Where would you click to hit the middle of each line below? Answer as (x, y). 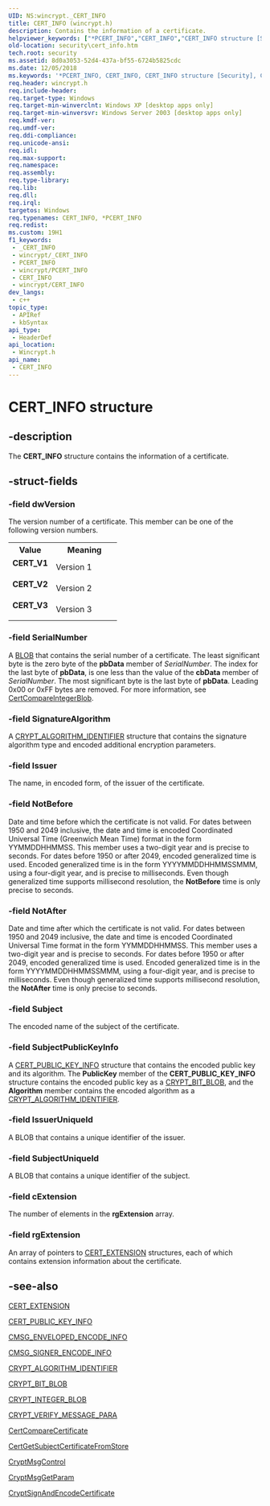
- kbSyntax (30, 323)
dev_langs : (27, 293)
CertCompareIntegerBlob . (51, 697)
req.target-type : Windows (51, 98)
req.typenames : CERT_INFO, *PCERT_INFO (75, 218)
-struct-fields (43, 481)
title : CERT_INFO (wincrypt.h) (61, 23)
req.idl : (23, 150)
